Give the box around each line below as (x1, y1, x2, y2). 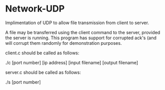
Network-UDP (5, 3, 65, 15)
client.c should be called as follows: (5, 50, 80, 56)
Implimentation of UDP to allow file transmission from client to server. (5, 20, 149, 26)
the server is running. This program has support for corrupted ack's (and (5, 35, 157, 41)
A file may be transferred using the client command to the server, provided (5, 29, 160, 35)
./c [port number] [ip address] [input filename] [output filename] (5, 59, 138, 65)
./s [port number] (5, 79, 41, 85)
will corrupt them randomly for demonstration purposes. (5, 40, 122, 46)
